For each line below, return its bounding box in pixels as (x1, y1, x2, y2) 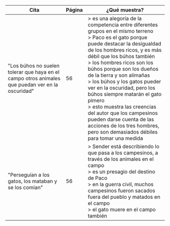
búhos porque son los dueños (88, 66, 159, 72)
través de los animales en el (88, 156, 154, 162)
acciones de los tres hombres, (88, 122, 159, 129)
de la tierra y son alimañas (88, 72, 150, 79)
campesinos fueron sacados (88, 187, 155, 194)
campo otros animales (8, 75, 61, 82)
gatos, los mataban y (8, 178, 57, 185)
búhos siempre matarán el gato (88, 91, 162, 97)
